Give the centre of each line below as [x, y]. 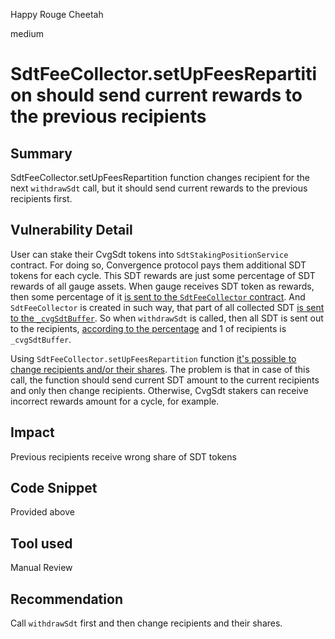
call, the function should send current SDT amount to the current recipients [165, 380]
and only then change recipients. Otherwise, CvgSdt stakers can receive [159, 390]
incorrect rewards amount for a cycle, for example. [115, 401]
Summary [41, 153]
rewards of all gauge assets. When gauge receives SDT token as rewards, [162, 286]
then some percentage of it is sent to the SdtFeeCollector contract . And [158, 296]
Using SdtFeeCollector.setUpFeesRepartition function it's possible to [153, 358]
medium [27, 33]
